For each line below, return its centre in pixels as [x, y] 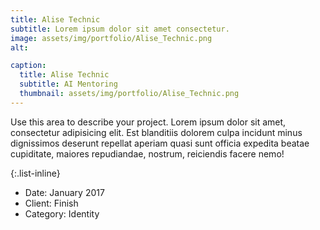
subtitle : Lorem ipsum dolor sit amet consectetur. [120, 29]
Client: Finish [51, 203]
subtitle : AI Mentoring [68, 84]
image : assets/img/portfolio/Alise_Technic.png [111, 38]
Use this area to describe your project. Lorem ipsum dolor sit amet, [148, 122]
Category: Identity [62, 213]
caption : [28, 66]
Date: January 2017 [64, 192]
